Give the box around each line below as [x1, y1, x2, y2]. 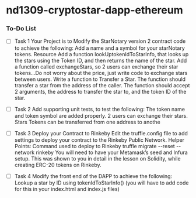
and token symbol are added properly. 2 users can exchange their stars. [14, 112, 188, 119]
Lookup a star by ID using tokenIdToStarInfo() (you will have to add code [14, 179, 189, 186]
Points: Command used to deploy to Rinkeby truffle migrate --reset [14, 142, 175, 149]
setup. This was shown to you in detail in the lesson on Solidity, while [14, 155, 181, 162]
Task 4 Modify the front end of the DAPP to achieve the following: [14, 172, 173, 179]
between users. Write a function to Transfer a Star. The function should [14, 76, 185, 83]
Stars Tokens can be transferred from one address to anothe [14, 118, 160, 125]
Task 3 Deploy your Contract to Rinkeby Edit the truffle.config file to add [14, 129, 188, 136]
